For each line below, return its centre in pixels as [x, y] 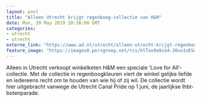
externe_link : [24, 45]
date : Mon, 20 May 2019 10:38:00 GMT [53, 23]
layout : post [22, 12]
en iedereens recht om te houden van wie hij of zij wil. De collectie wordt [96, 80]
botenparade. [23, 92]
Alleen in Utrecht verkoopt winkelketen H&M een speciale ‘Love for [89, 67]
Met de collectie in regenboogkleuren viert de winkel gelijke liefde [111, 74]
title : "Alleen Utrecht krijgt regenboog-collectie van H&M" [84, 17]
